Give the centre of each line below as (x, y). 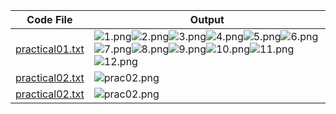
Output (207, 19)
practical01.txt (50, 49)
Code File (49, 19)
